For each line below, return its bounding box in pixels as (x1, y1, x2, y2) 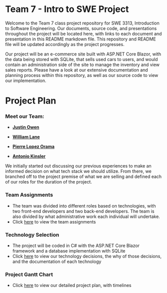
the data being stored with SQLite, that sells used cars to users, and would (5, 56, 158, 62)
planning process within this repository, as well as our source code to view (5, 72, 159, 78)
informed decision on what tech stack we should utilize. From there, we (5, 168, 152, 174)
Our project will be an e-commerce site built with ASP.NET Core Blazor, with (5, 51, 161, 57)
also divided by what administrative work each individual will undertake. (12, 213, 161, 219)
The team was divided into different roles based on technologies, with (12, 202, 156, 208)
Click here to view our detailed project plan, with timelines (12, 282, 132, 288)
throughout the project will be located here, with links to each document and (5, 30, 162, 36)
